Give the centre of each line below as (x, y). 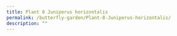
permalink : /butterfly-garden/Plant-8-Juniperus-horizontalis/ (89, 18)
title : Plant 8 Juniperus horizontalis (57, 12)
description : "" (27, 23)
